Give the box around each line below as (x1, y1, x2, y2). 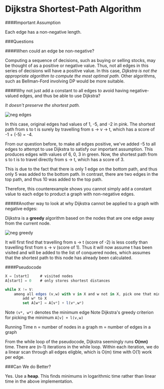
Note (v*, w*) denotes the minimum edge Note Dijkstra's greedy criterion (5, 309, 154, 315)
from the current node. (5, 220, 51, 226)
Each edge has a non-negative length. (5, 29, 82, 35)
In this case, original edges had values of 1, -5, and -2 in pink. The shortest (5, 121, 155, 127)
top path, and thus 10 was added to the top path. (5, 176, 103, 182)
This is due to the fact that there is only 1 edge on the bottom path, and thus (5, 166, 158, 172)
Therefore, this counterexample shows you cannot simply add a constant (5, 185, 152, 191)
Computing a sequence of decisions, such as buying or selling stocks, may (5, 57, 156, 63)
